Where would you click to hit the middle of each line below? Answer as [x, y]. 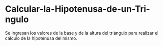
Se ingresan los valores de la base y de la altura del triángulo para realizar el [82, 33]
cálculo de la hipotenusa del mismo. [41, 38]
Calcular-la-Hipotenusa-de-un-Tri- [78, 9]
